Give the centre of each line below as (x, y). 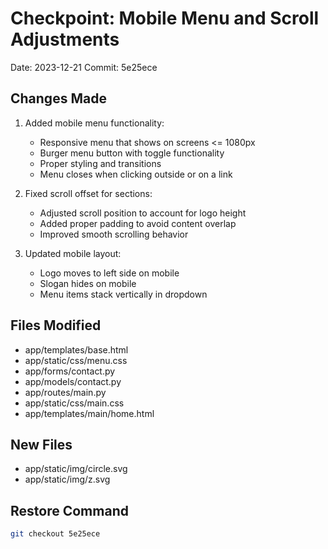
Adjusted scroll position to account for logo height (143, 213)
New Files (41, 444)
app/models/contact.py (73, 381)
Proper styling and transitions (100, 163)
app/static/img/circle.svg (76, 469)
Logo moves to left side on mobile (109, 273)
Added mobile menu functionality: (94, 123)
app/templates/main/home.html (89, 413)
